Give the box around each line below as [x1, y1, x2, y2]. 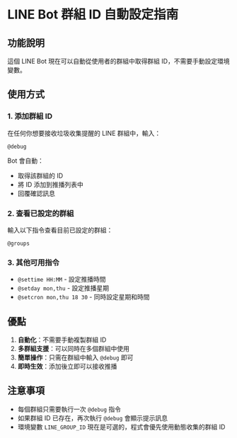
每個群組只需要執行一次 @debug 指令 [17, 405, 122, 413]
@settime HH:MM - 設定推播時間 [17, 275, 106, 284]
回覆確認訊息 [17, 189, 55, 197]
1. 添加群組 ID [7, 111, 53, 121]
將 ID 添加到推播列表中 [17, 180, 83, 188]
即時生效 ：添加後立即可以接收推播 [17, 362, 117, 371]
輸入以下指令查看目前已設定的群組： [7, 226, 113, 234]
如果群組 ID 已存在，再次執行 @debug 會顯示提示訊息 [17, 413, 168, 422]
